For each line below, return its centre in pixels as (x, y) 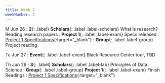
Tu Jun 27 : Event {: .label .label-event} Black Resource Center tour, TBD (80, 55)
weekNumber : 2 (20, 15)
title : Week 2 (20, 10)
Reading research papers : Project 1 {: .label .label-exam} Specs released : (82, 34)
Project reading (21, 45)
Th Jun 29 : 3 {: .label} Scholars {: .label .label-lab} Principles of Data (76, 64)
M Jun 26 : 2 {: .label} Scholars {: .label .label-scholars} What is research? (81, 29)
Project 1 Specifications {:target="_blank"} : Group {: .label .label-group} (79, 39)
